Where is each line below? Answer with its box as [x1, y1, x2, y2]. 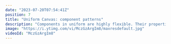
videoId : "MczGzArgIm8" [5, 31, 56, 36]
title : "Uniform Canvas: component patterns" [5, 17, 103, 22]
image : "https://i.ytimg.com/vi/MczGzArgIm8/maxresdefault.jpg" [5, 26, 145, 31]
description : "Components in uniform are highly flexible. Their [5, 21, 147, 27]
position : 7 [5, 12, 31, 17]
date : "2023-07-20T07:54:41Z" [5, 7, 70, 13]
